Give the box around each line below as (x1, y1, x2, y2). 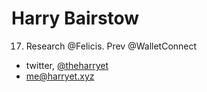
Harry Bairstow (11, 7, 140, 30)
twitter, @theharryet (25, 59, 109, 71)
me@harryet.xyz (25, 70, 95, 82)
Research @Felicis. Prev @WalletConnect (25, 40, 198, 52)
